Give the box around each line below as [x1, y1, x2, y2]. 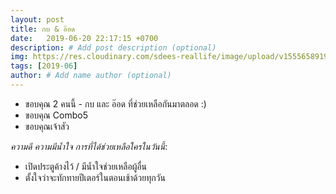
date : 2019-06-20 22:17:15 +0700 [10, 33, 159, 43]
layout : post [10, 14, 65, 25]
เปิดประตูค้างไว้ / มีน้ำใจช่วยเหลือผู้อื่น [24, 160, 148, 172]
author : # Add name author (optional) [10, 71, 172, 81]
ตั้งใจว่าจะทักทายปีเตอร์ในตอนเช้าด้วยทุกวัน [24, 171, 166, 183]
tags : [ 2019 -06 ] [10, 61, 78, 71]
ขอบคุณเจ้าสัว [24, 120, 70, 132]
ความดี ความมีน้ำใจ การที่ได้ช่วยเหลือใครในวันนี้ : [10, 140, 168, 152]
